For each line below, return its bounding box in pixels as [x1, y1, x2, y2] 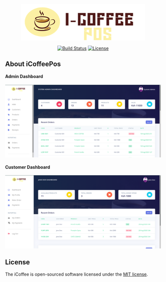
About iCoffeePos [5, 60, 61, 68]
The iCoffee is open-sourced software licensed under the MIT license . [5, 271, 148, 277]
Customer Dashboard [5, 164, 50, 170]
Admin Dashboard [5, 74, 43, 80]
